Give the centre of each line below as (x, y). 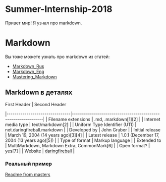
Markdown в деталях (39, 92)
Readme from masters (28, 174)
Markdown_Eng (28, 71)
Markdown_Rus (28, 66)
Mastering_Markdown (34, 77)
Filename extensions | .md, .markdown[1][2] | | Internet (104, 119)
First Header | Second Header (36, 104)
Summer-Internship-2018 (59, 9)
